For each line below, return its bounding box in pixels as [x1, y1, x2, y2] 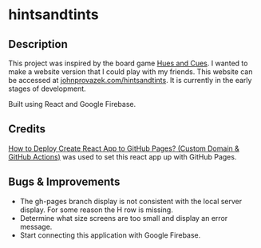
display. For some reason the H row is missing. [19, 205, 173, 215]
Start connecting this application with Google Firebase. [19, 230, 201, 240]
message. [19, 222, 53, 231]
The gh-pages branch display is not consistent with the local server [19, 196, 243, 206]
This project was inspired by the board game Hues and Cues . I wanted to [8, 58, 248, 68]
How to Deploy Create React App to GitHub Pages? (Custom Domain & [8, 144, 239, 153]
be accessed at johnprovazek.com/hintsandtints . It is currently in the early [8, 76, 252, 85]
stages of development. [8, 84, 86, 93]
